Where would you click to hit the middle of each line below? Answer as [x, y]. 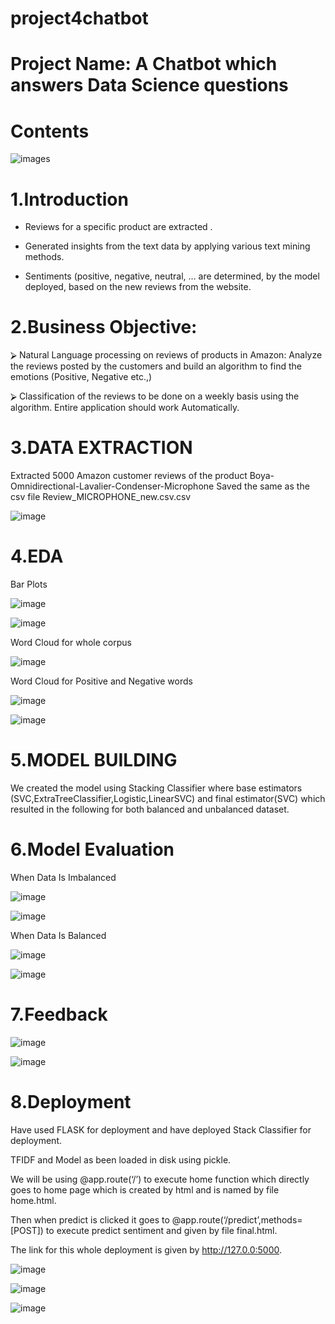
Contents [50, 131]
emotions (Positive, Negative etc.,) [81, 377]
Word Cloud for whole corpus [71, 643]
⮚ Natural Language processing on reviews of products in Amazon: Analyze [166, 355]
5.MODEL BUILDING [94, 760]
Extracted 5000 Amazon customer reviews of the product [129, 476]
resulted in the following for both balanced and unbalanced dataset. [150, 809]
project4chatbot [79, 18]
